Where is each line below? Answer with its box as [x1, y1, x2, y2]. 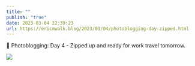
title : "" [6, 8, 31, 15]
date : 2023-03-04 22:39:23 [6, 20, 74, 26]
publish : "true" [6, 14, 47, 20]
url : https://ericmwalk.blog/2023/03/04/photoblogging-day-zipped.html [6, 25, 189, 32]
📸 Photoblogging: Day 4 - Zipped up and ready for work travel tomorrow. [6, 42, 186, 49]
